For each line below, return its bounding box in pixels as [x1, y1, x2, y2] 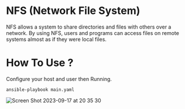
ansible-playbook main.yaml [6, 86, 75, 93]
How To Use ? [6, 57, 74, 69]
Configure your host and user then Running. [6, 75, 112, 82]
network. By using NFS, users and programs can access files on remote [6, 29, 180, 36]
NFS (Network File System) [6, 4, 141, 17]
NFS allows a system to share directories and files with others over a [6, 23, 172, 30]
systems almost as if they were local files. [6, 36, 107, 43]
